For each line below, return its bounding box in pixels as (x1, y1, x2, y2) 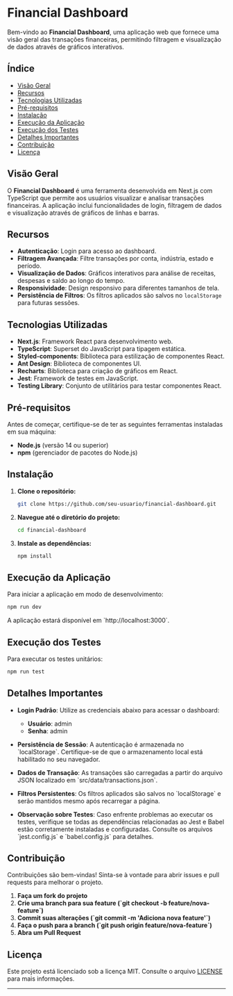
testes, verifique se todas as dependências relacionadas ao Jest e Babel (17, 817, 225, 826)
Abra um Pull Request (17, 929, 81, 937)
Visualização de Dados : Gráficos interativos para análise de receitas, (17, 269, 216, 277)
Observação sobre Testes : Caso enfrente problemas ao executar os (17, 810, 214, 818)
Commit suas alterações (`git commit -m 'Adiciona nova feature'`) (17, 914, 211, 922)
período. (17, 262, 42, 270)
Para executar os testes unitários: (7, 655, 103, 663)
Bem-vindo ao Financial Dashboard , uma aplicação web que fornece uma (7, 28, 220, 36)
